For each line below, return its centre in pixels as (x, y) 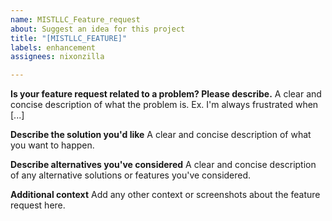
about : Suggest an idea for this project (98, 29)
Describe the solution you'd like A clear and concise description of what (161, 135)
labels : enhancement (53, 47)
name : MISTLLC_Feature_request (75, 19)
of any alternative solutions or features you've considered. (131, 175)
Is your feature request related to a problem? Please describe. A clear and (166, 94)
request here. (38, 205)
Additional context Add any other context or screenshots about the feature (165, 195)
